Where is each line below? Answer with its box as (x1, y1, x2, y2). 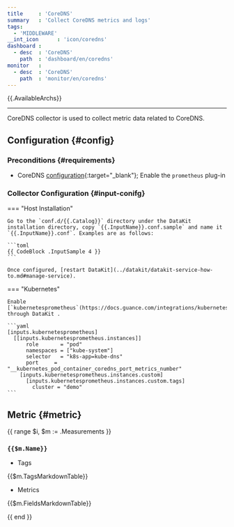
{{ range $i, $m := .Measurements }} (7, 427, 111, 436)
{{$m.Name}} (7, 445, 48, 453)
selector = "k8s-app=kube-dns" (25, 353, 123, 360)
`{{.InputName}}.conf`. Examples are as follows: (7, 230, 155, 237)
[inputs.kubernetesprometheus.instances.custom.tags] (25, 378, 186, 385)
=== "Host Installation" (7, 204, 73, 213)
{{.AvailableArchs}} (7, 94, 62, 102)
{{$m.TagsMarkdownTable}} (7, 472, 88, 481)
